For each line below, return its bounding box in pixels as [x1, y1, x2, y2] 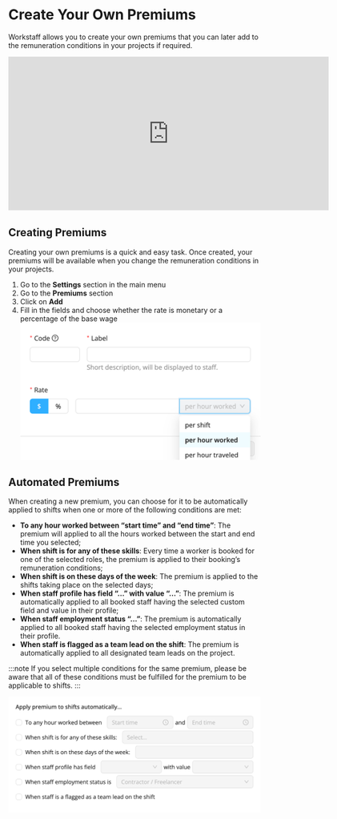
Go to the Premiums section [19, 288, 114, 298]
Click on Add [19, 296, 63, 306]
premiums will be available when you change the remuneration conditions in [8, 255, 259, 265]
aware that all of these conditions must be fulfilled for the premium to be [8, 672, 247, 682]
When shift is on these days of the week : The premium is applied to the [19, 572, 259, 581]
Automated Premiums [8, 476, 120, 489]
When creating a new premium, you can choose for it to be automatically [8, 496, 248, 506]
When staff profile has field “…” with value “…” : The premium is [19, 588, 235, 598]
